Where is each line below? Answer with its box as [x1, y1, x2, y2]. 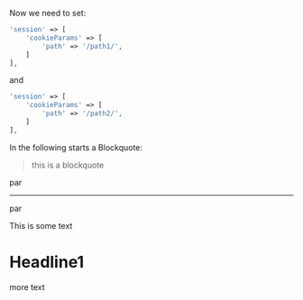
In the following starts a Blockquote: [9, 141, 142, 152]
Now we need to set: [9, 8, 87, 18]
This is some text [9, 220, 73, 231]
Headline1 [9, 251, 85, 272]
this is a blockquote [31, 159, 105, 170]
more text [9, 281, 45, 292]
